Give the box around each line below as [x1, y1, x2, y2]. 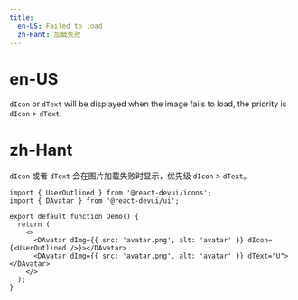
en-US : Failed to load [17, 22, 103, 31]
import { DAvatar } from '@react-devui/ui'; [9, 196, 180, 205]
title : [9, 13, 34, 23]
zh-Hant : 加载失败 [17, 30, 81, 39]
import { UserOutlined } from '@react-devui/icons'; [9, 188, 212, 198]
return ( [17, 220, 51, 230]
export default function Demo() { [9, 213, 140, 222]
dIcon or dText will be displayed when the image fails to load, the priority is [9, 98, 287, 109]
